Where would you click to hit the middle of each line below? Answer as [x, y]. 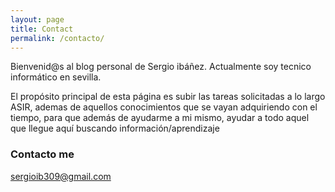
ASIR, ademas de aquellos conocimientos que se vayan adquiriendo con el [164, 107]
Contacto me [42, 154]
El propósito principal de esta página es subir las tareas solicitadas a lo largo [168, 97]
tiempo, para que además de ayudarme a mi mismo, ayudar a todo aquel [160, 118]
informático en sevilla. [56, 77]
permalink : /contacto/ [57, 38]
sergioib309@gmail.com [61, 176]
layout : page [37, 19]
